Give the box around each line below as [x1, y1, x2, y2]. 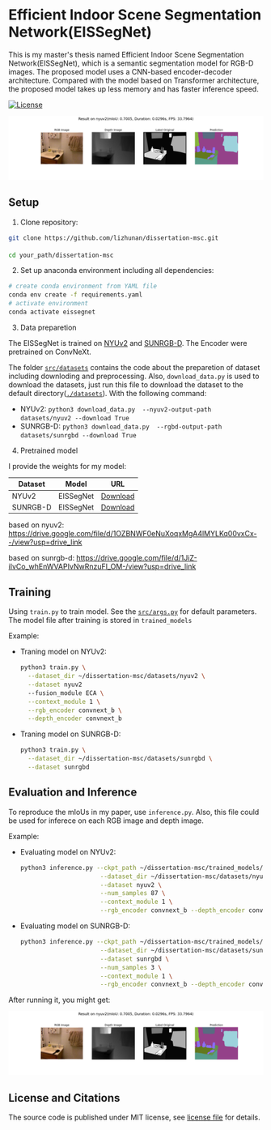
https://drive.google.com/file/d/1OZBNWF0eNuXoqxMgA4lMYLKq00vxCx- [8, 529, 257, 539]
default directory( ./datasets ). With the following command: [8, 388, 207, 398]
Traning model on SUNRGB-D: [19, 729, 121, 739]
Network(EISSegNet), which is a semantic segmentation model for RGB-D [8, 58, 254, 68]
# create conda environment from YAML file [8, 282, 158, 291]
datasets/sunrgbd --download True [19, 431, 137, 439]
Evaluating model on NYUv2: [19, 846, 116, 856]
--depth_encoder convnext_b [28, 714, 123, 723]
